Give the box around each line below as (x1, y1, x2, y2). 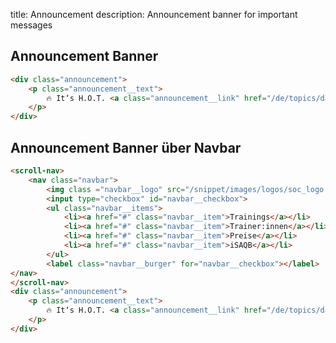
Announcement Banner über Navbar (10, 139, 242, 156)
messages (10, 19, 53, 31)
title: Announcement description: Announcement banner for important (10, 9, 298, 20)
